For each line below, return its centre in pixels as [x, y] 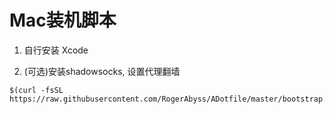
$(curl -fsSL [36, 90]
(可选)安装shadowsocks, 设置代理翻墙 [102, 71]
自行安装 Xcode [56, 50]
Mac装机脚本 [63, 20]
